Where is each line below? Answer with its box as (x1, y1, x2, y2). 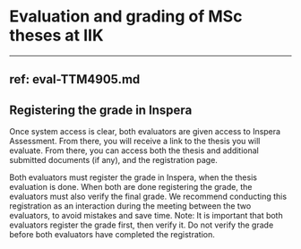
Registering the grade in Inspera (9, 102, 193, 117)
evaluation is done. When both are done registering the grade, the (9, 182, 253, 193)
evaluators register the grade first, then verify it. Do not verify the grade (9, 219, 274, 230)
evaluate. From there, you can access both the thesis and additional (9, 145, 260, 156)
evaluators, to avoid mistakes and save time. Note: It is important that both (9, 210, 284, 221)
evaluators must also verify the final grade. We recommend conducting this (9, 191, 288, 202)
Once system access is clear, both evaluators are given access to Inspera (9, 126, 280, 137)
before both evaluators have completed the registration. (9, 229, 215, 240)
